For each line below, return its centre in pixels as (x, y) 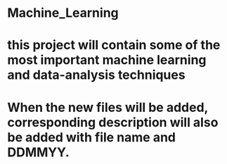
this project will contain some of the (114, 45)
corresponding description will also (113, 122)
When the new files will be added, (108, 107)
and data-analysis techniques (96, 75)
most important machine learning (107, 60)
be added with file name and (92, 137)
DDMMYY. (39, 152)
